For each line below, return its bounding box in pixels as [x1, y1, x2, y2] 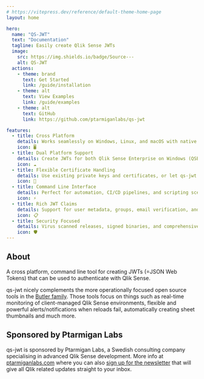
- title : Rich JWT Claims [12, 200, 78, 207]
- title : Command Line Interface [12, 184, 97, 190]
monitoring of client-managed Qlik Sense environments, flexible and [6, 299, 177, 306]
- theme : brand [17, 71, 56, 77]
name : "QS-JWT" [12, 31, 50, 37]
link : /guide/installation [22, 82, 91, 88]
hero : [6, 26, 20, 32]
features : [6, 127, 32, 133]
